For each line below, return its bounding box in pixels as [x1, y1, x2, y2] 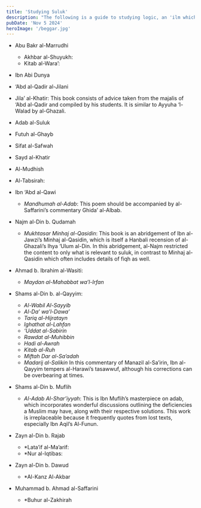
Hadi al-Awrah [23, 340, 60, 347]
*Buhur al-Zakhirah [23, 497, 72, 504]
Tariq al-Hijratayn [23, 315, 68, 322]
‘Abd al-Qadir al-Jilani [14, 83, 69, 90]
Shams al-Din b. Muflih [14, 383, 72, 391]
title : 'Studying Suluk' [6, 8, 68, 15]
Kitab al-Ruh [23, 346, 56, 353]
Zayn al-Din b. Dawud [14, 462, 69, 469]
